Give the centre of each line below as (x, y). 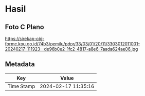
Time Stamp (21, 86)
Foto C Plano (25, 27)
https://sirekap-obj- (25, 38)
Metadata (20, 64)
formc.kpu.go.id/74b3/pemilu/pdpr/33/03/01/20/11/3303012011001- (72, 44)
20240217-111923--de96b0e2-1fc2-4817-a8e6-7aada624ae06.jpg (72, 49)
